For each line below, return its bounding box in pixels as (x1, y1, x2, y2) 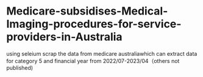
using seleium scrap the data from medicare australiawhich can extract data (6, 50, 198, 57)
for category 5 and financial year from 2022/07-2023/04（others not (6, 57, 180, 64)
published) (6, 64, 34, 71)
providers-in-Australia (6, 30, 123, 44)
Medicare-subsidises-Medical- (6, 4, 168, 18)
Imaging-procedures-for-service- (6, 17, 182, 31)
